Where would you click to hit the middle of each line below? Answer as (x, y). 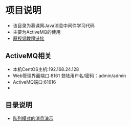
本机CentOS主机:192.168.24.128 (46, 69)
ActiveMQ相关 (28, 56)
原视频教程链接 (28, 38)
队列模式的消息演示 (33, 118)
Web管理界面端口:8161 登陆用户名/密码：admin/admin (69, 75)
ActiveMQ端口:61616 (34, 82)
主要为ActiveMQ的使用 (37, 32)
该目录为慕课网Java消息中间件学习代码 (54, 26)
